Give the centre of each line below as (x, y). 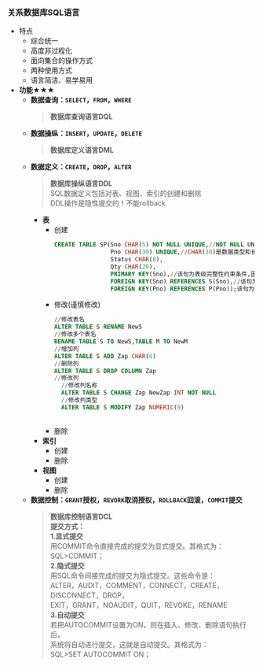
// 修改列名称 (79, 386)
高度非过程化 (51, 51)
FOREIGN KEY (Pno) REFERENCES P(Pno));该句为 (183, 289)
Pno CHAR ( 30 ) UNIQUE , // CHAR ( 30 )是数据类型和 (181, 252)
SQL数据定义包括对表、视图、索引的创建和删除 (126, 194)
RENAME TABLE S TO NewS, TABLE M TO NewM (121, 342)
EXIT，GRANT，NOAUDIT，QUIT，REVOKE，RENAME (139, 605)
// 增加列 (66, 349)
